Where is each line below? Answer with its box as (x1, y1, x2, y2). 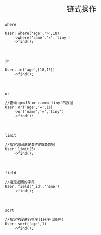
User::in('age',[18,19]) (5, 67, 55, 72)
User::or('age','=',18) (5, 105, 53, 110)
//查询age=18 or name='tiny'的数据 (5, 100, 74, 105)
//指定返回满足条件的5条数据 (5, 142, 55, 147)
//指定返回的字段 (5, 180, 35, 185)
